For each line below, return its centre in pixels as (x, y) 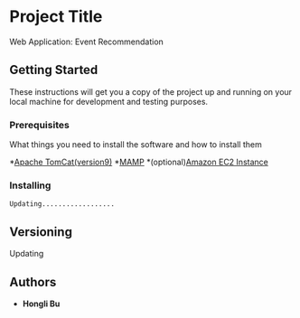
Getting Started (54, 70)
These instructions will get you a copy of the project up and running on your (150, 91)
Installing (30, 185)
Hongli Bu (41, 304)
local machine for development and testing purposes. (109, 101)
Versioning (41, 232)
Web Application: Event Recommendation (87, 42)
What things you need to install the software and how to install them (136, 145)
